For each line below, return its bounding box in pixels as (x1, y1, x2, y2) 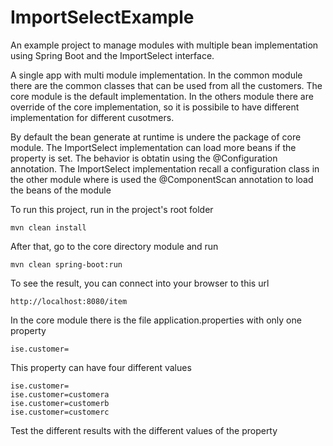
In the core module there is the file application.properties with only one (10, 314, 302, 326)
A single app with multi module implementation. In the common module (10, 69, 303, 81)
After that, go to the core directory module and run (10, 240, 219, 252)
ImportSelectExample (10, 6, 195, 29)
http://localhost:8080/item (10, 296, 128, 306)
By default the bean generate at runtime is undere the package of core (10, 131, 302, 143)
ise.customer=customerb (10, 398, 110, 408)
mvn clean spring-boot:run (10, 259, 123, 270)
